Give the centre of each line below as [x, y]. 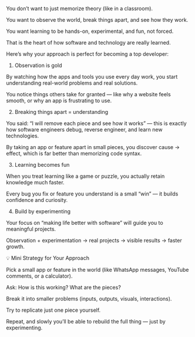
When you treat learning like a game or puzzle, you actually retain [85, 176]
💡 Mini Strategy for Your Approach [48, 258]
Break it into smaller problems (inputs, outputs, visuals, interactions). [89, 299]
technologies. [23, 136]
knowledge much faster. [35, 182]
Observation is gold [38, 65]
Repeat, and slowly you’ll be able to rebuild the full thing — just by [86, 321]
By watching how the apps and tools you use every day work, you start [92, 77]
